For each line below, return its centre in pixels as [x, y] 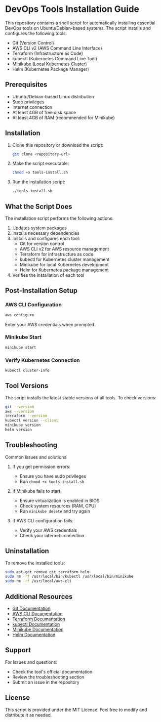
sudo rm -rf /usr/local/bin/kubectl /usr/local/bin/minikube [69, 577]
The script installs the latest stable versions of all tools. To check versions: [81, 398]
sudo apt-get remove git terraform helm [47, 572]
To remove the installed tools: [35, 563]
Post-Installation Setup [41, 291]
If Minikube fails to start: [37, 491]
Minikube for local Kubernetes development [64, 265]
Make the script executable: [40, 164]
